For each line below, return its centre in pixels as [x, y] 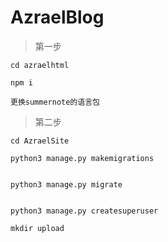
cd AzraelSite [40, 141]
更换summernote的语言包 [55, 102]
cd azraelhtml [40, 65]
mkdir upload [37, 228]
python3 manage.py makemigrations [82, 158]
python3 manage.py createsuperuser [84, 211]
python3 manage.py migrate [66, 184]
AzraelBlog [57, 17]
